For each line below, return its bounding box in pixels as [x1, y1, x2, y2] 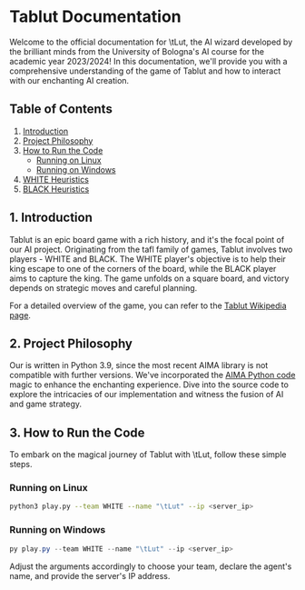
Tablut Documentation [9, 6, 182, 27]
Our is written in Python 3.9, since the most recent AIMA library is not [9, 360, 269, 371]
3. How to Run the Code [9, 425, 145, 440]
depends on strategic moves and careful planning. [9, 282, 198, 293]
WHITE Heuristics [22, 174, 89, 185]
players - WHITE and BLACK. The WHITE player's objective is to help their [9, 253, 286, 265]
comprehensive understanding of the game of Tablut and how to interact [9, 65, 281, 76]
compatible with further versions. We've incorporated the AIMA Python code [9, 370, 296, 381]
